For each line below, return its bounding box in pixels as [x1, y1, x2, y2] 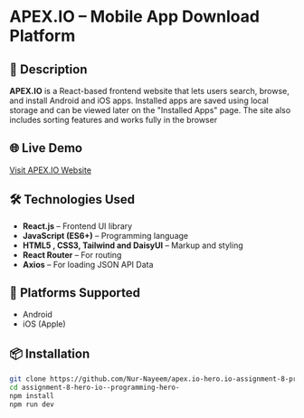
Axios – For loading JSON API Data [22, 259, 154, 270]
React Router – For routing [22, 249, 122, 260]
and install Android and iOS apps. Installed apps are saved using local [9, 95, 269, 106]
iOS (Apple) [22, 318, 66, 329]
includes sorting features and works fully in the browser [9, 115, 218, 125]
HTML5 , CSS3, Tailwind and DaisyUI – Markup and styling [22, 240, 244, 251]
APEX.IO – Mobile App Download [9, 6, 261, 27]
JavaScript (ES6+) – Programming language [22, 230, 188, 241]
